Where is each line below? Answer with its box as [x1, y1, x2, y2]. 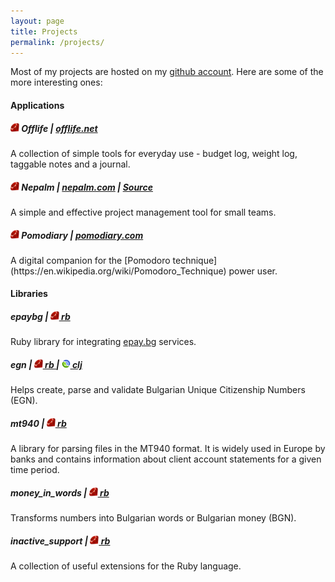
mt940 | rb [10, 418, 67, 429]
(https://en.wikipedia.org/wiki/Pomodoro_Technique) [10, 265, 227, 277]
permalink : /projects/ [10, 37, 105, 47]
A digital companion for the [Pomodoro [10, 254, 171, 266]
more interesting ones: [10, 76, 103, 89]
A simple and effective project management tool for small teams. [10, 206, 277, 218]
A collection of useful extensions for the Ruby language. [10, 560, 242, 572]
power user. [228, 265, 278, 277]
